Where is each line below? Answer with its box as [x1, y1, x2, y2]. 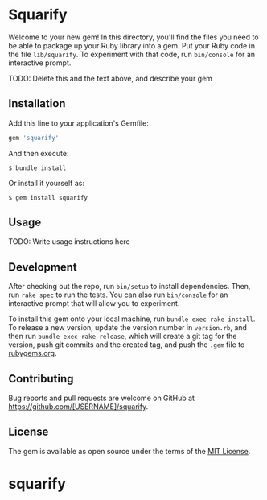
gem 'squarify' [8, 134, 60, 142]
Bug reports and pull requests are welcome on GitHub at [8, 393, 195, 403]
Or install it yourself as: [8, 178, 84, 188]
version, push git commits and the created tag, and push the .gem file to [8, 340, 245, 349]
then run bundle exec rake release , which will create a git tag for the [8, 332, 237, 341]
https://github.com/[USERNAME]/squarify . [8, 402, 149, 411]
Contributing [8, 372, 74, 386]
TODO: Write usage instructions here [8, 237, 130, 246]
